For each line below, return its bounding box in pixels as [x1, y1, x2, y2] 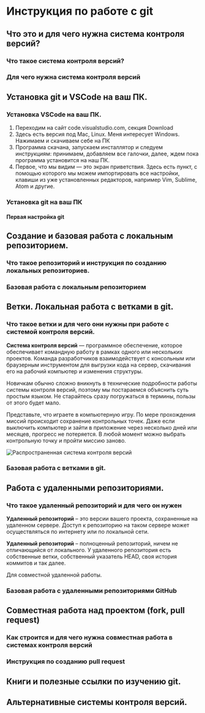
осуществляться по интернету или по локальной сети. [6, 528, 149, 536]
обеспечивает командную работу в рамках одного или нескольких [6, 348, 183, 356]
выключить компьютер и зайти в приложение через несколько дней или [6, 424, 197, 431]
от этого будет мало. [6, 399, 61, 406]
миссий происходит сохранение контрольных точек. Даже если [6, 417, 175, 425]
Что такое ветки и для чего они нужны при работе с [6, 320, 170, 329]
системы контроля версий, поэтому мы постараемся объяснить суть [6, 386, 189, 393]
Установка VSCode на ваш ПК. [6, 110, 102, 119]
